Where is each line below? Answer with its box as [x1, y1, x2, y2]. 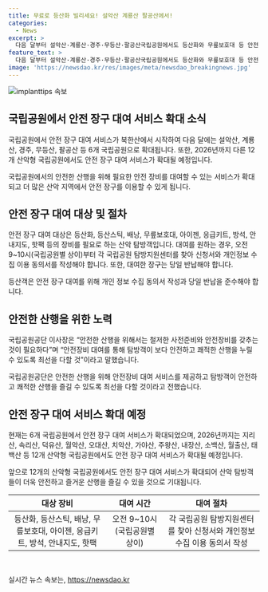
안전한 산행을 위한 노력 [8, 312, 113, 326]
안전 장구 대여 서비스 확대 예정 [8, 408, 147, 421]
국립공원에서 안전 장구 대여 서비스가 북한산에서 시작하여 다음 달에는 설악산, [8, 135, 241, 144]
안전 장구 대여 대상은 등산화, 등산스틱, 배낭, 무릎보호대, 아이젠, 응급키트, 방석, [8, 230, 248, 239]
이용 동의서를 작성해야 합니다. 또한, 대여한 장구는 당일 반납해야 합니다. [16, 260, 234, 270]
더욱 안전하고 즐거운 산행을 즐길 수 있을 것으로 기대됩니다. [22, 477, 202, 487]
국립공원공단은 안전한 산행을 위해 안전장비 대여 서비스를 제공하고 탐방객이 [8, 372, 237, 381]
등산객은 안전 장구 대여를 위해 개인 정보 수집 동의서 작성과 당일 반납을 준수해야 [8, 277, 251, 286]
